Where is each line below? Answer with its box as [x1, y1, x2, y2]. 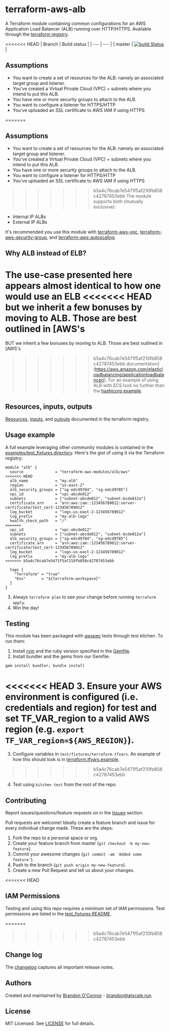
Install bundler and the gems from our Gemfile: [12, 653, 110, 659]
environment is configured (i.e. [5, 691, 138, 703]
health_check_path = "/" [10, 518, 67, 523]
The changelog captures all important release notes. [5, 964, 114, 970]
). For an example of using [104, 377, 159, 383]
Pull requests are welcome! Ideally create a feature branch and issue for [5, 820, 155, 826]
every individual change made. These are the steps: [5, 825, 113, 831]
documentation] [126, 360, 160, 367]
